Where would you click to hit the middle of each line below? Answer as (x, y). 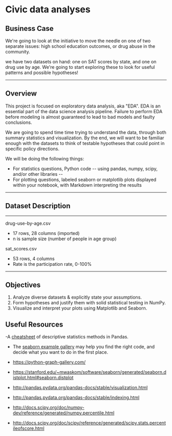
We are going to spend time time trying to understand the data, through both (86, 132)
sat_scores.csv (21, 248)
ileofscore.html (28, 428)
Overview (21, 94)
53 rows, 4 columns (34, 259)
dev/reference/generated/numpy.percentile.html (63, 413)
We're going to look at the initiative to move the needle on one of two (78, 41)
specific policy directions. (33, 149)
